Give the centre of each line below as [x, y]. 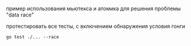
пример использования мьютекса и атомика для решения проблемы [93, 9]
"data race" [20, 15]
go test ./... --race [33, 37]
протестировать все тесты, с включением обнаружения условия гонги [96, 26]
